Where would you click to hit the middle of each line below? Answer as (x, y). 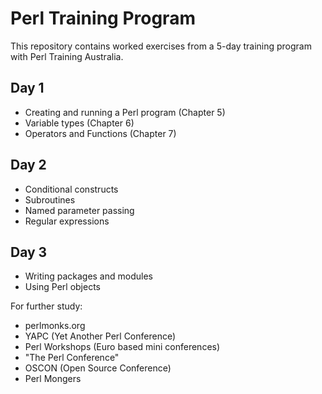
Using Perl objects (62, 287)
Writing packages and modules (88, 276)
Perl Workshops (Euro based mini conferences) (122, 347)
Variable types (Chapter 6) (79, 123)
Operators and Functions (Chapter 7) (100, 133)
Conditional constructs (71, 189)
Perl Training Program (103, 18)
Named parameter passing (79, 210)
